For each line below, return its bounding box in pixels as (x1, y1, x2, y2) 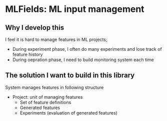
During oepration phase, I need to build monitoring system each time (12, 57, 154, 63)
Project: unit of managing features (12, 94, 83, 100)
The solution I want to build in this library (5, 71, 135, 80)
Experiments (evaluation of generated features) (19, 110, 117, 116)
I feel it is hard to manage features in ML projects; (5, 36, 107, 42)
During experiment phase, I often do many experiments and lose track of (12, 46, 162, 52)
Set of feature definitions (19, 99, 71, 105)
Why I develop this (5, 23, 64, 32)
